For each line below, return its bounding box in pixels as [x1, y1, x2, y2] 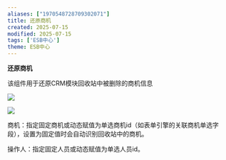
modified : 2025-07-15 [7, 30, 72, 38]
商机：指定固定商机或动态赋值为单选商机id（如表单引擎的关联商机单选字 [7, 121, 219, 129]
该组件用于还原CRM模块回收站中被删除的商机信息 [7, 79, 153, 87]
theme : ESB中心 [7, 43, 51, 50]
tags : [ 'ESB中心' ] [7, 37, 60, 44]
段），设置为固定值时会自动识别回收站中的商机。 [7, 129, 148, 138]
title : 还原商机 [7, 17, 51, 24]
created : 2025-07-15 [7, 23, 69, 31]
